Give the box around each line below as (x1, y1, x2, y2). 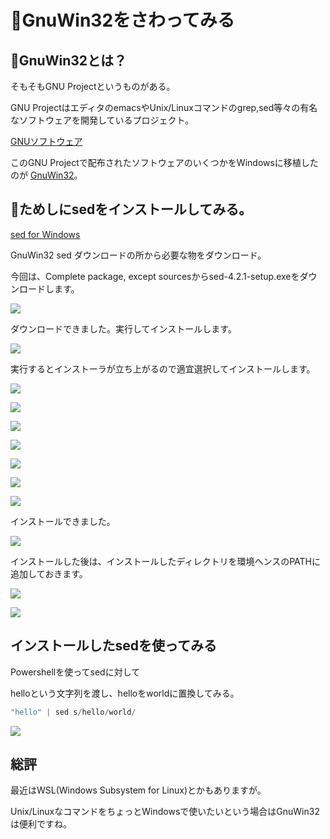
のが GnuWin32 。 (10, 169, 83, 181)
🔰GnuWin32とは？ (10, 52, 128, 69)
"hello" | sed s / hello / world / (10, 707, 137, 717)
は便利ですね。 (10, 818, 72, 830)
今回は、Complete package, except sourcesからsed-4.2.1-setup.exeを (10, 270, 300, 282)
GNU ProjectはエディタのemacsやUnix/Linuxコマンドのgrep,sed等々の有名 (10, 102, 318, 113)
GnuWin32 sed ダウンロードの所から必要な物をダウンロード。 (10, 249, 267, 261)
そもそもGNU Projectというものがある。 (10, 81, 176, 92)
